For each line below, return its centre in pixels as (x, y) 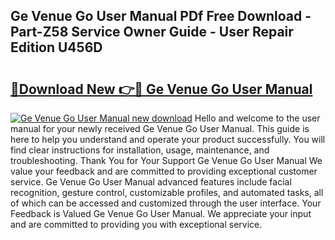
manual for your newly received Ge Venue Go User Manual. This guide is (160, 128)
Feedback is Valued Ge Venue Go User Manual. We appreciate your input (161, 213)
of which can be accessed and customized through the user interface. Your (166, 203)
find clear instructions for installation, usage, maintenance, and (140, 150)
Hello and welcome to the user (257, 118)
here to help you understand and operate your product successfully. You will (168, 139)
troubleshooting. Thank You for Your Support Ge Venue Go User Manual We (166, 160)
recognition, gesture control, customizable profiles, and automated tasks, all (167, 192)
